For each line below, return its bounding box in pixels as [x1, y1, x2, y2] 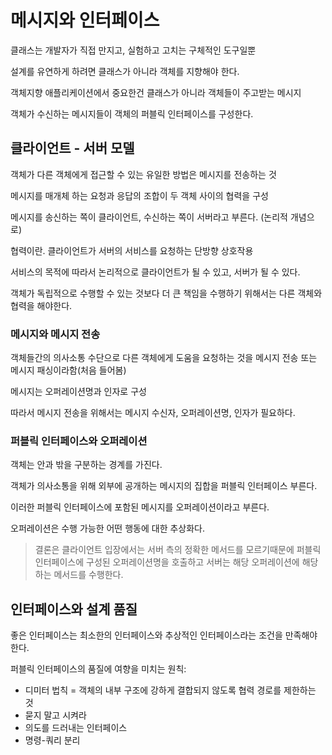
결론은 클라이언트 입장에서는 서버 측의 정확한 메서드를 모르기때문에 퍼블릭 [34, 544, 322, 556]
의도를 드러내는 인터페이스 [24, 722, 128, 734]
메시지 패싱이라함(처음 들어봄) [10, 364, 127, 376]
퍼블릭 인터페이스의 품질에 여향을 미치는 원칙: [10, 663, 187, 675]
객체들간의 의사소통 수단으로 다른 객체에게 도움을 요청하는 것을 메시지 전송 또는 [10, 352, 318, 364]
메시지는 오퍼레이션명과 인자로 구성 [10, 386, 147, 398]
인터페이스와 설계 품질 [10, 601, 138, 618]
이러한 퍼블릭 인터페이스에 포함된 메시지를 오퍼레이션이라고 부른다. [10, 501, 270, 513]
